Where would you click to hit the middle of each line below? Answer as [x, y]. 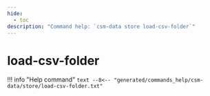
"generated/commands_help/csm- [158, 80]
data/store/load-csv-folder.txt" [55, 86]
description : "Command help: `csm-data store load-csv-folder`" [101, 26]
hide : [15, 13]
